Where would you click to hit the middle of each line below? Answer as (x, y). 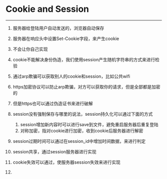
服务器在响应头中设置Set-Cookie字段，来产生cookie (66, 39)
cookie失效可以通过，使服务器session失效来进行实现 (67, 162)
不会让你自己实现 (30, 49)
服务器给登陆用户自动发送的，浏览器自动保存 (58, 28)
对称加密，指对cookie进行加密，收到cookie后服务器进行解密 (82, 131)
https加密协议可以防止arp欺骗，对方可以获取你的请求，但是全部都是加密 (86, 87)
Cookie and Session (47, 9)
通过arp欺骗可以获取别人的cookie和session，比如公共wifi (71, 76)
